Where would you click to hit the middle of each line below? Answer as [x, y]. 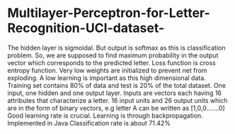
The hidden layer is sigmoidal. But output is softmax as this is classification [116, 48]
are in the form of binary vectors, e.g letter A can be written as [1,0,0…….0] [116, 108]
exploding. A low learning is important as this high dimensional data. [107, 78]
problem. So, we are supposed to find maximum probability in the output [113, 55]
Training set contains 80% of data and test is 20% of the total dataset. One [117, 85]
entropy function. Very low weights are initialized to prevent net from [107, 70]
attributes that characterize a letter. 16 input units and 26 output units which [117, 100]
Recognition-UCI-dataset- [86, 28]
